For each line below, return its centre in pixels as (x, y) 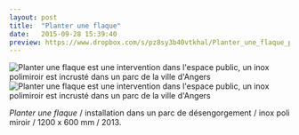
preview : (25, 42)
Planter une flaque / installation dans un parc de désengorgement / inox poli (149, 113)
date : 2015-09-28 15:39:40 (63, 34)
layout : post (33, 17)
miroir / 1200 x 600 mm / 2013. (65, 123)
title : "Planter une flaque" (65, 26)
